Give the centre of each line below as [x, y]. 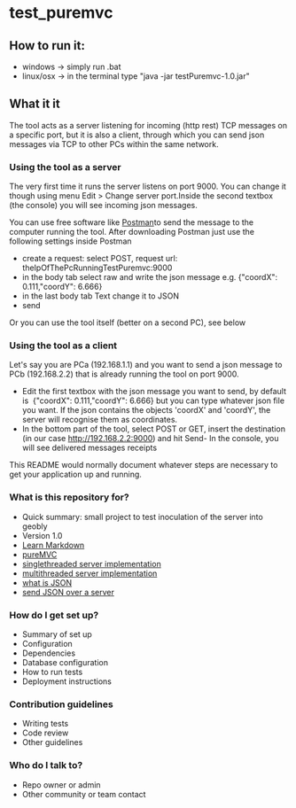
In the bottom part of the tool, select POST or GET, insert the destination [154, 429]
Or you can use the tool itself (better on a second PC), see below [128, 322]
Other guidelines [52, 742]
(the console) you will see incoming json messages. [103, 206]
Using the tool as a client [63, 346]
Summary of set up [57, 634]
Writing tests [45, 724]
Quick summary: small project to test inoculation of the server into [142, 517]
